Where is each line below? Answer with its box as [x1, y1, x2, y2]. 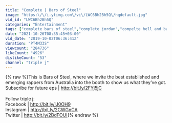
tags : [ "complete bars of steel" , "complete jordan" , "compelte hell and [5, 27, 161, 32]
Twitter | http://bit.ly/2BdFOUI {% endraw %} [5, 112, 99, 118]
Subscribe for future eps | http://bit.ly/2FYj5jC [5, 85, 102, 91]
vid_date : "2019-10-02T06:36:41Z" [5, 36, 79, 42]
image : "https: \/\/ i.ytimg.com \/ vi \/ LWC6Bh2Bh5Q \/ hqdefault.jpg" [5, 12, 147, 17]
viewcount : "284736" [5, 46, 50, 51]
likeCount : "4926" [5, 50, 45, 55]
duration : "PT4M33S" [5, 41, 50, 46]
